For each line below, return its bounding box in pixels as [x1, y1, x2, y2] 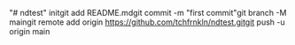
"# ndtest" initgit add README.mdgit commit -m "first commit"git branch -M [9, 8, 287, 18]
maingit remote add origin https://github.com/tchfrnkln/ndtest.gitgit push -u [9, 17, 285, 27]
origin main [9, 26, 50, 36]
